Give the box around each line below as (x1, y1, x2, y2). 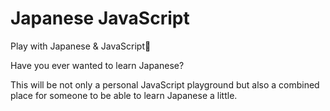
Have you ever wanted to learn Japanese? (10, 59, 185, 71)
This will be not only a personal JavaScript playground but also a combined (10, 78, 320, 91)
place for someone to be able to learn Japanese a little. (10, 89, 238, 101)
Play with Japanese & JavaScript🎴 (10, 40, 152, 52)
